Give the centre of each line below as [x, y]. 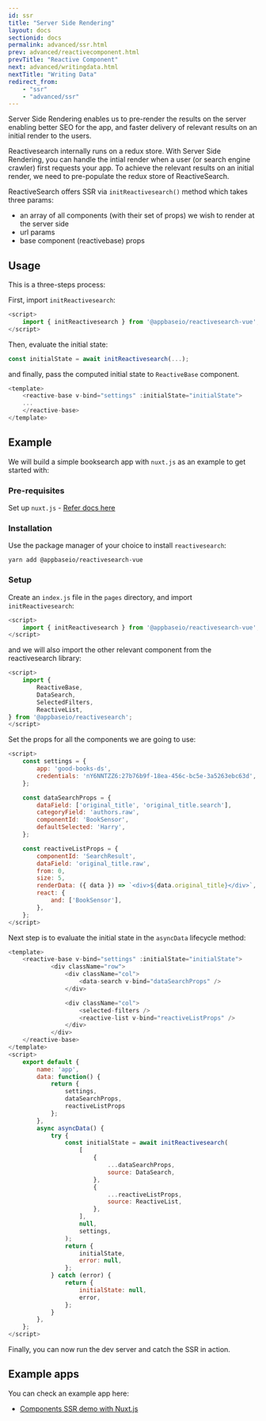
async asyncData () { [70, 1128]
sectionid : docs [35, 38]
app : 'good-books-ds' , [74, 769]
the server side [44, 224]
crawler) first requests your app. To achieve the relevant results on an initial [131, 168]
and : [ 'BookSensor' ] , [86, 900]
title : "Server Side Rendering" [61, 23]
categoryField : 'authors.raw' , [88, 812]
